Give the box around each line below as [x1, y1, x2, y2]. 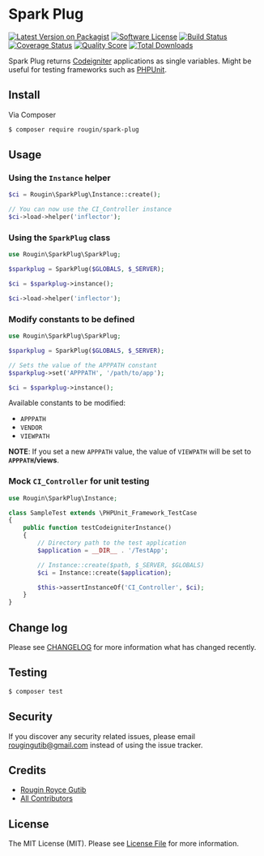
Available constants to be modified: [8, 398, 126, 408]
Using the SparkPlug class [8, 232, 111, 243]
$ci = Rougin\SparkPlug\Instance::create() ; [8, 191, 161, 199]
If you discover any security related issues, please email [8, 731, 196, 741]
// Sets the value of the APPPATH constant [8, 361, 158, 369]
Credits [8, 764, 47, 777]
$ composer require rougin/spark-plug [8, 125, 139, 134]
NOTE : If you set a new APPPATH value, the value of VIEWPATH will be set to [8, 447, 252, 457]
